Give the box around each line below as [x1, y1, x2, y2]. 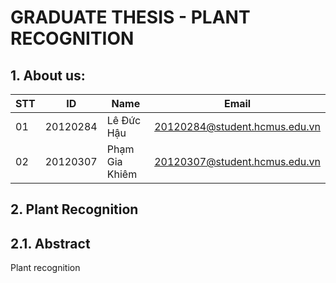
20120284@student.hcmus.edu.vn [154, 120, 321, 133]
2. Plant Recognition [10, 201, 139, 218]
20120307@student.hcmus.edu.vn [154, 155, 321, 168]
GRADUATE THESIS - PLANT [10, 6, 251, 29]
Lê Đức [106, 114, 142, 127]
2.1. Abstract [10, 235, 91, 252]
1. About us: [10, 67, 86, 84]
